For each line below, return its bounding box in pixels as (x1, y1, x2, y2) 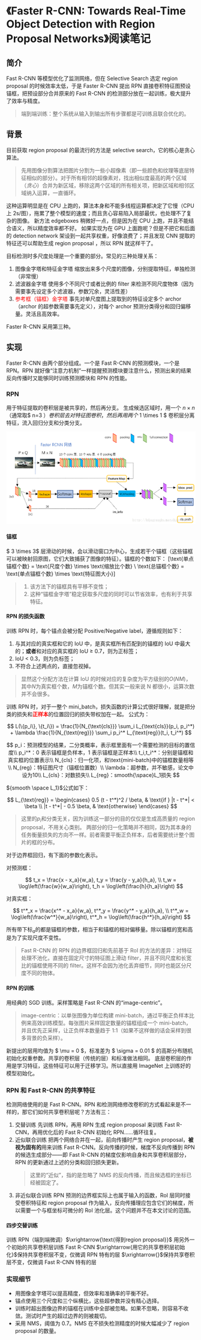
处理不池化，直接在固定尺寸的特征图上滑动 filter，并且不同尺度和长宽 (20, 954, 192, 961)
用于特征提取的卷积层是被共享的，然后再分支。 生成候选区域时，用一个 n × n (6, 404, 195, 411)
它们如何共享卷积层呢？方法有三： (26, 1108, 112, 1115)
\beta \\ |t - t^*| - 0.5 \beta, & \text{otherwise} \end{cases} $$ (24, 802, 178, 809)
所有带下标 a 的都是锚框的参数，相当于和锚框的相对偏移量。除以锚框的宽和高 (6, 925, 193, 934)
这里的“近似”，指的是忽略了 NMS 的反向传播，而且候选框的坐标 (29, 1171, 187, 1178)
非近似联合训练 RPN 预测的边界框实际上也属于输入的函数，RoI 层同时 (14, 1192, 186, 1199)
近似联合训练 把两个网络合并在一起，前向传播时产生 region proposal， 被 (14, 1136, 194, 1143)
